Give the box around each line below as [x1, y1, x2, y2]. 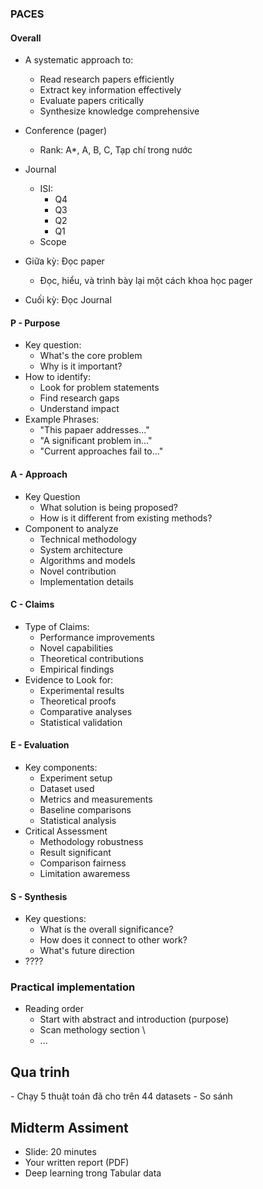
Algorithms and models [39, 554, 136, 566]
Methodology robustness [39, 835, 144, 847]
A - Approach [10, 468, 68, 480]
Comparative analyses [39, 705, 133, 717]
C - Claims [10, 598, 55, 611]
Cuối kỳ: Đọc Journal [24, 294, 112, 306]
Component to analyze [24, 522, 119, 534]
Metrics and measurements [39, 793, 153, 805]
